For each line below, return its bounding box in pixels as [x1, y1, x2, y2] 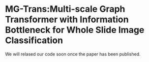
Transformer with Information [5, 14, 129, 25]
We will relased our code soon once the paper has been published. [5, 51, 141, 57]
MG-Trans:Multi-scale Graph [5, 3, 125, 15]
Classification [5, 35, 63, 46]
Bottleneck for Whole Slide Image [5, 25, 145, 35]
